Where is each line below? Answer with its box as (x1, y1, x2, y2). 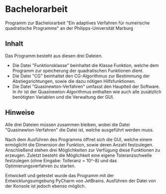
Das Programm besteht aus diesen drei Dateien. (5, 53, 103, 59)
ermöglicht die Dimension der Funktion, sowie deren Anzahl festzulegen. (5, 141, 154, 147)
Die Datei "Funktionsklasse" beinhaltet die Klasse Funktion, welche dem (12, 62, 159, 68)
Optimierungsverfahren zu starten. (5, 163, 76, 169)
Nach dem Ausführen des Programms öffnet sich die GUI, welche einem (5, 136, 153, 142)
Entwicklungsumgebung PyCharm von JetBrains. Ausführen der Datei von (5, 178, 156, 184)
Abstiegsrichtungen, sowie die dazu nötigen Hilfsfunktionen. (12, 78, 136, 84)
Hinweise (5, 108, 35, 117)
